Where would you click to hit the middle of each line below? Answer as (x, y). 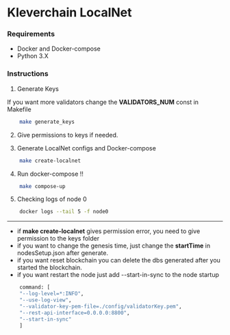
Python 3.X (33, 56)
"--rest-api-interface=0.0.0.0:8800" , (75, 312)
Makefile (20, 109)
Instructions (28, 74)
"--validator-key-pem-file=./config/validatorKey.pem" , (101, 306)
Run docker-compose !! (50, 174)
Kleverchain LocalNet (69, 13)
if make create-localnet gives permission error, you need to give (108, 231)
